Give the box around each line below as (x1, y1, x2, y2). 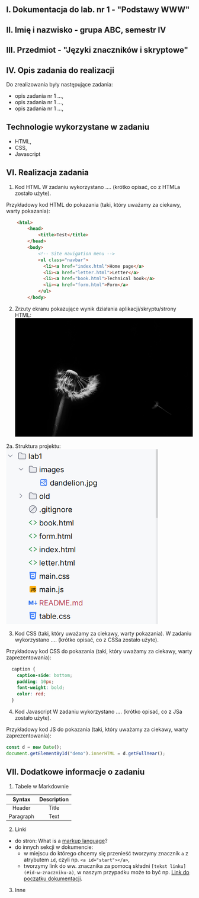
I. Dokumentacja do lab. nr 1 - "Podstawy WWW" (6, 5, 190, 15)
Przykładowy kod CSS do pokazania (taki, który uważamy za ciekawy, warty (6, 647, 192, 655)
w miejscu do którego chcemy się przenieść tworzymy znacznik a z (23, 850, 188, 857)
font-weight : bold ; (17, 685, 65, 691)
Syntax (12, 796, 31, 803)
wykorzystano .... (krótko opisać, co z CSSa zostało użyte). (14, 636, 159, 643)
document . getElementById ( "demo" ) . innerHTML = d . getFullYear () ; (6, 751, 166, 756)
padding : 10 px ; (17, 678, 54, 685)
